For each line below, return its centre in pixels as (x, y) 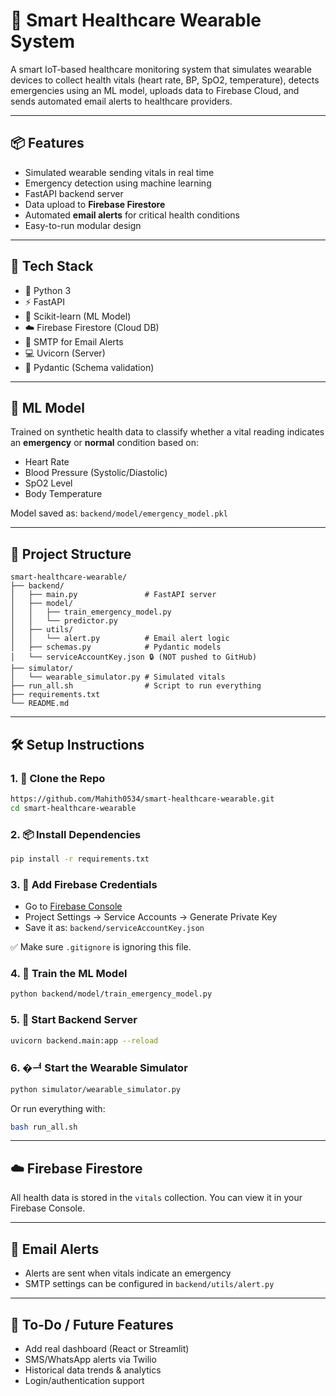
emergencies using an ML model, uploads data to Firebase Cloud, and (155, 90)
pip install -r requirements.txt (80, 859)
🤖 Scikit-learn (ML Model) (78, 316)
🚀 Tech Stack (52, 266)
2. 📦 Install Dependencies (76, 834)
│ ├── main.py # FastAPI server (113, 595)
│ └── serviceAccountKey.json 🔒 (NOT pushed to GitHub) (134, 657)
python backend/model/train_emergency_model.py (111, 994)
